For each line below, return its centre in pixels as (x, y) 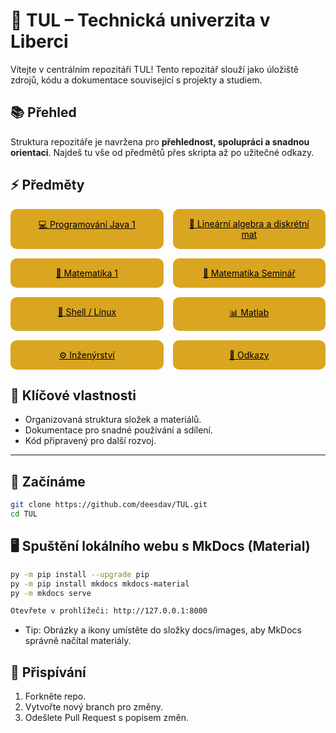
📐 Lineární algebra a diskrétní (249, 223)
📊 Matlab (249, 312)
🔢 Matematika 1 (86, 273)
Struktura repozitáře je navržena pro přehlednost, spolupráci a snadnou (160, 141)
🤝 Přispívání (48, 672)
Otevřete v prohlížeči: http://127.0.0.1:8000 (109, 611)
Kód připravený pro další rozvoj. (90, 441)
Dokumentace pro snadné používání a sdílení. (118, 430)
